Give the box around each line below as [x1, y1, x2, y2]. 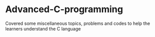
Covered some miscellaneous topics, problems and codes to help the [5, 20, 150, 26]
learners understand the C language [5, 25, 81, 31]
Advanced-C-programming [5, 4, 123, 15]
